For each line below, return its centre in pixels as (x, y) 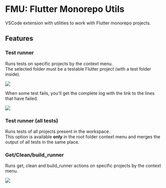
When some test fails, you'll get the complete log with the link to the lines (80, 93)
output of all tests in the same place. (42, 142)
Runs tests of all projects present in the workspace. (58, 131)
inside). (13, 74)
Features (19, 39)
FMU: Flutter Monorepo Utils (65, 9)
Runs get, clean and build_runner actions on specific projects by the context (83, 166)
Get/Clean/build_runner (35, 155)
